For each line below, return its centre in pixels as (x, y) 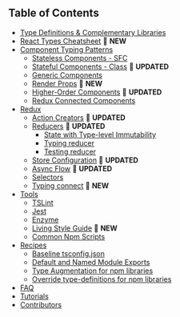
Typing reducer (69, 142)
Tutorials (34, 296)
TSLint (42, 203)
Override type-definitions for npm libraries (102, 279)
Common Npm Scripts (68, 236)
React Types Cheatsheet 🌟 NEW (73, 41)
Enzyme (45, 219)
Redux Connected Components (84, 100)
